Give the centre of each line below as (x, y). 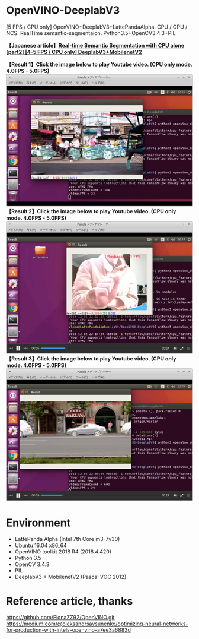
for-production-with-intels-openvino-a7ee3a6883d (69, 630)
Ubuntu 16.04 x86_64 (41, 545)
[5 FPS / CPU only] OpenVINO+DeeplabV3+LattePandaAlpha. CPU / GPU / (97, 27)
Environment (38, 523)
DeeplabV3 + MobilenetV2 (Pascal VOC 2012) (70, 577)
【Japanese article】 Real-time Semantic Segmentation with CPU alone (95, 45)
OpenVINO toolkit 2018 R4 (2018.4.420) (63, 552)
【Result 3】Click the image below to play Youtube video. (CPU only (91, 358)
